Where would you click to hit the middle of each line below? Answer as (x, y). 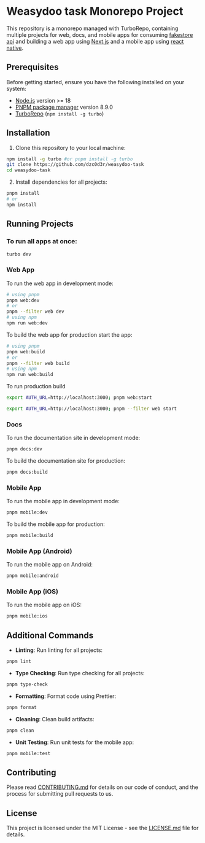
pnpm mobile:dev (27, 512)
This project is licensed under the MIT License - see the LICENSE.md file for (102, 828)
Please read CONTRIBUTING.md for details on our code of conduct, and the (102, 787)
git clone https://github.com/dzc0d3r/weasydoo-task (75, 165)
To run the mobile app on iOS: (44, 605)
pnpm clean (20, 730)
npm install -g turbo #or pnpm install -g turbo (70, 159)
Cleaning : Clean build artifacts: (55, 719)
